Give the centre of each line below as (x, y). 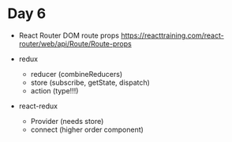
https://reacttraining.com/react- (172, 35)
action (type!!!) (54, 90)
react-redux (38, 106)
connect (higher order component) (87, 129)
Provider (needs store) (67, 121)
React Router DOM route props (69, 35)
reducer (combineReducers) (77, 74)
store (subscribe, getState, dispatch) (90, 82)
